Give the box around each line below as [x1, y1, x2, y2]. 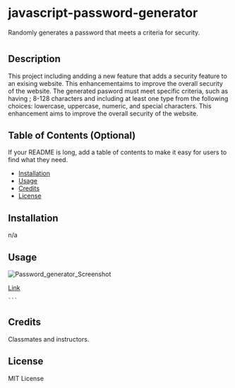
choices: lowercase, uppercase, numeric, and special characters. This [8, 101, 212, 110]
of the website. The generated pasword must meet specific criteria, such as [8, 87, 229, 95]
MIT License [8, 374, 44, 382]
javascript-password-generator [8, 5, 198, 21]
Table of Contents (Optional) [8, 129, 136, 142]
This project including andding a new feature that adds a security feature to [8, 72, 228, 80]
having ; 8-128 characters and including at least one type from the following [8, 94, 229, 103]
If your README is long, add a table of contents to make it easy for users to [8, 148, 227, 156]
